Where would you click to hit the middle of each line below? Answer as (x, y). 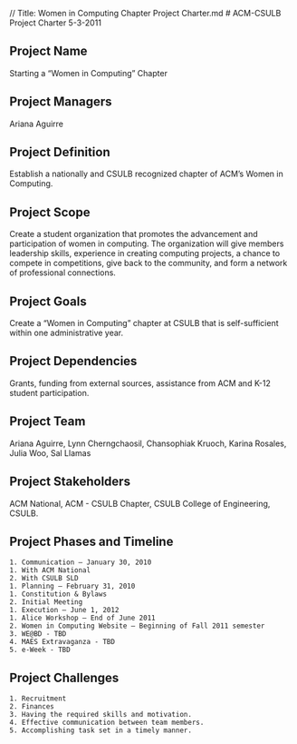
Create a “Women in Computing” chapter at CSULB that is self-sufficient (144, 323)
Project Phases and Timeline (91, 541)
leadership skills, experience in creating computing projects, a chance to (145, 253)
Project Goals (48, 301)
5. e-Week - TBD (40, 650)
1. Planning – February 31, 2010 (72, 586)
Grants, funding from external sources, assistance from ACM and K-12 (140, 383)
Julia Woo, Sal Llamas (50, 452)
